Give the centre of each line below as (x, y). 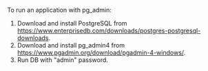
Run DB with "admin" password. (63, 60)
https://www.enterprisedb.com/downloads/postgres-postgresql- (109, 31)
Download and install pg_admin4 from (71, 45)
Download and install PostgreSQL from (72, 23)
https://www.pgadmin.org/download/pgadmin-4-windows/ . (101, 52)
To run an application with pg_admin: (60, 10)
